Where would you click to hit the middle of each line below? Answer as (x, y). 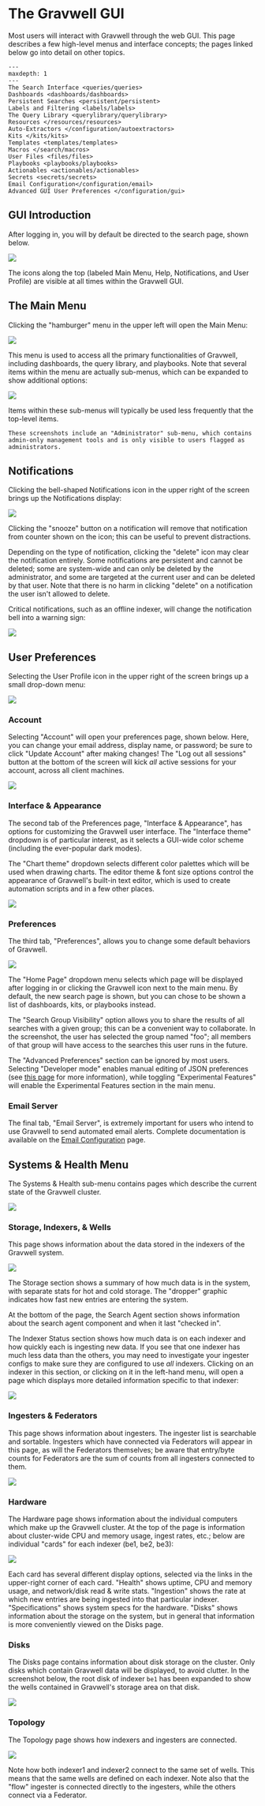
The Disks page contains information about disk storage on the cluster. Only (132, 1662)
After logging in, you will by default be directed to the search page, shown (129, 234)
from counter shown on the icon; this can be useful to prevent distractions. (129, 537)
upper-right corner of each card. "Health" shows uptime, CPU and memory (130, 1583)
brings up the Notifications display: (65, 499)
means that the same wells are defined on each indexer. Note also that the (129, 1778)
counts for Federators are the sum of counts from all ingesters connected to (131, 1458)
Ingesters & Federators (53, 1415)
